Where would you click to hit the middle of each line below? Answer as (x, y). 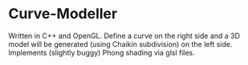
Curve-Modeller (63, 14)
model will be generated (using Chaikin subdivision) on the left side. (120, 44)
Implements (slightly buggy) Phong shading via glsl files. (102, 52)
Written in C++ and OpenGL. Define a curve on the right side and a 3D (124, 36)
